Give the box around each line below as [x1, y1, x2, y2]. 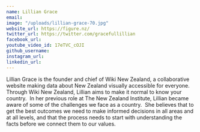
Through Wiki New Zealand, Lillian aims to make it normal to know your [6, 88, 182, 95]
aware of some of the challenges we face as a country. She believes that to [6, 101, 194, 108]
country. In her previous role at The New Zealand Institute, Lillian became [6, 94, 189, 102]
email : [6, 14, 23, 20]
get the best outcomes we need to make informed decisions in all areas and [6, 107, 194, 115]
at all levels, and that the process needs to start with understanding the [6, 113, 182, 121]
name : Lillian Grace [6, 8, 58, 15]
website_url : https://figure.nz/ [6, 25, 90, 32]
